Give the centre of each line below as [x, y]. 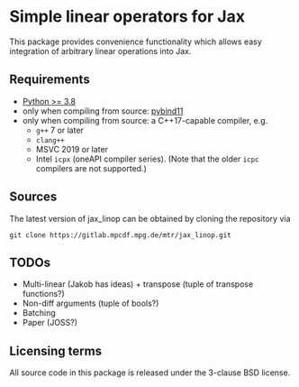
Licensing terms [55, 350]
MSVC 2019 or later [72, 149]
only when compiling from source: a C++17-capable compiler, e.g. [145, 120]
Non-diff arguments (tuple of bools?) [91, 303]
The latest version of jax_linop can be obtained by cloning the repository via [150, 218]
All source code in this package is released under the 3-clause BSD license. [150, 373]
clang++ [50, 140]
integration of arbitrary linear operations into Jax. [100, 51]
